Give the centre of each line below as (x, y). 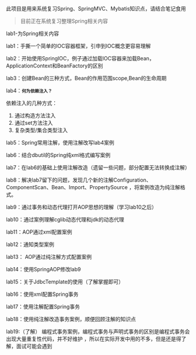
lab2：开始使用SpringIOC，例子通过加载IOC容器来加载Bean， (80, 58)
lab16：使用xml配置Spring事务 (42, 294)
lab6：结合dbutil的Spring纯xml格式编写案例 (58, 155)
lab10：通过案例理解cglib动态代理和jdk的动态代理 (65, 219)
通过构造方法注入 (35, 115)
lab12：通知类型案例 (30, 244)
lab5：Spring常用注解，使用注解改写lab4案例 (60, 143)
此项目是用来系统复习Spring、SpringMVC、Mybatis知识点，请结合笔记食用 (96, 8)
